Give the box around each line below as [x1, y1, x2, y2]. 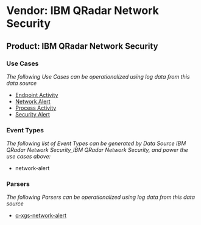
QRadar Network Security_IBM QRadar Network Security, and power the [6, 146, 189, 154]
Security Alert [15, 110, 50, 118]
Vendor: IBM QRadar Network [6, 4, 160, 18]
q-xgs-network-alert [15, 212, 67, 220]
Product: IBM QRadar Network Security [6, 41, 158, 51]
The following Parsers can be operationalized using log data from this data [6, 193, 196, 201]
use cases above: [6, 153, 51, 160]
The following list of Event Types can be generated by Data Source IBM [6, 140, 186, 147]
